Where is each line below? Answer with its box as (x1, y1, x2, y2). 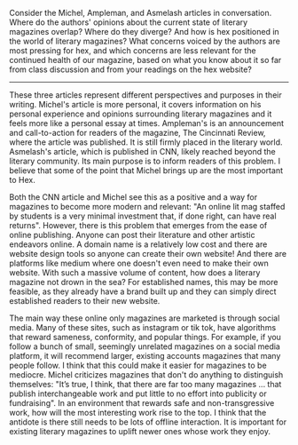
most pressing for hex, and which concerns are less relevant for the (9, 45, 256, 56)
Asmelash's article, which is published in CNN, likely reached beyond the (9, 147, 277, 156)
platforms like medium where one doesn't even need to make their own (9, 258, 269, 268)
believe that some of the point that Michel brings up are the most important (9, 165, 284, 176)
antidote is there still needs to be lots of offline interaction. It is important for (9, 417, 286, 427)
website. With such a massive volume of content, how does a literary (9, 267, 261, 278)
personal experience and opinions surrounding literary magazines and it (9, 108, 272, 119)
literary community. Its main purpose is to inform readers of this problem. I (9, 155, 281, 166)
